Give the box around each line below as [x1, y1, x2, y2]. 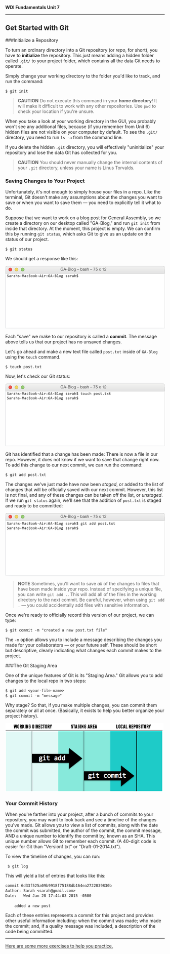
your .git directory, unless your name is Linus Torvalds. [17, 165, 135, 171]
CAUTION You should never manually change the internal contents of [17, 159, 163, 165]
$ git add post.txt [5, 472, 47, 478]
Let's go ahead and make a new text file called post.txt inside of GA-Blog [5, 349, 158, 355]
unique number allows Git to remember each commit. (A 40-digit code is [5, 838, 156, 845]
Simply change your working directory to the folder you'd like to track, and [5, 73, 160, 79]
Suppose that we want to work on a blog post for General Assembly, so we [5, 215, 161, 221]
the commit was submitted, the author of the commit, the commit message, [5, 827, 162, 833]
